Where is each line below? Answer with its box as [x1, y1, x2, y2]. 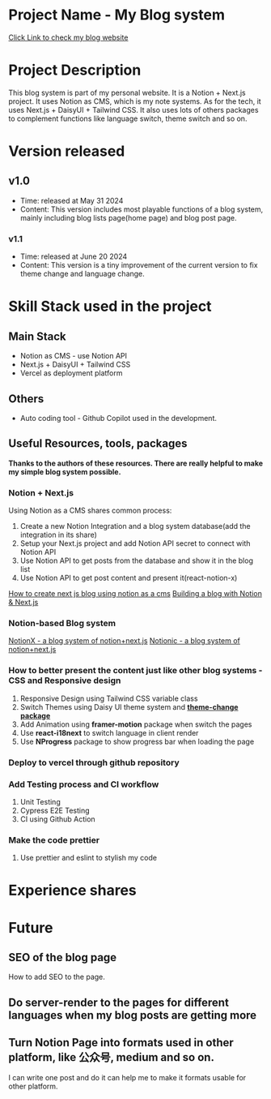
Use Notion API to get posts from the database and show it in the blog [19, 556, 253, 565]
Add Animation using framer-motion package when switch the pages [19, 719, 252, 729]
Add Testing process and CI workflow [8, 779, 159, 790]
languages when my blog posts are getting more [8, 1008, 257, 1022]
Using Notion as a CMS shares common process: [8, 505, 172, 516]
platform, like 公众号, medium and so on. [8, 1050, 214, 1064]
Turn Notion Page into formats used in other [8, 1036, 235, 1050]
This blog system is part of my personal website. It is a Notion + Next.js [8, 88, 247, 97]
